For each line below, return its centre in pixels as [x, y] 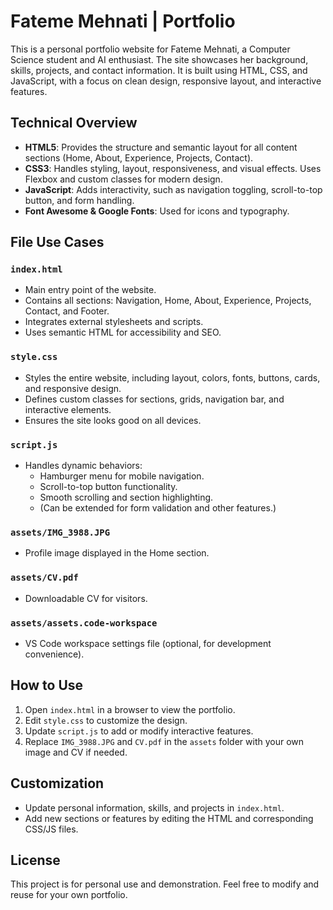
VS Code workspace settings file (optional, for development [148, 643]
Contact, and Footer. [67, 311]
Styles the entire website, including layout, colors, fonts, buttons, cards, [172, 377]
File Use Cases [57, 242]
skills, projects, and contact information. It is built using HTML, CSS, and [159, 70]
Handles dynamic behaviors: [83, 466]
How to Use [47, 685]
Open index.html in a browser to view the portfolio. [130, 709]
